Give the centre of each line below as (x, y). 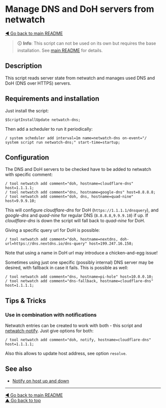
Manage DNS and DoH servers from (80, 9)
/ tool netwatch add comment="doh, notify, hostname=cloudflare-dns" (78, 340)
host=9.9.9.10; (21, 201)
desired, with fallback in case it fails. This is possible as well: (67, 268)
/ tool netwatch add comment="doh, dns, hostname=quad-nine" (69, 197)
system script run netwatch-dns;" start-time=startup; (63, 142)
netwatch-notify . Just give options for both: (49, 331)
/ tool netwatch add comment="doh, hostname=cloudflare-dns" (69, 184)
